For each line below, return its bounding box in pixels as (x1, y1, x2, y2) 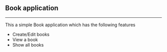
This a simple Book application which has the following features (5, 22, 136, 28)
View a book (12, 37, 38, 43)
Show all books (12, 42, 44, 48)
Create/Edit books (12, 31, 50, 37)
